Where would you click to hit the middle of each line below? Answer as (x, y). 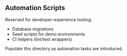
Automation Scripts (35, 8)
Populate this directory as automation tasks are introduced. (64, 48)
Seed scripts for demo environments (48, 34)
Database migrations (33, 29)
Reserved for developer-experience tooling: (48, 19)
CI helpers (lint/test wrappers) (42, 39)
